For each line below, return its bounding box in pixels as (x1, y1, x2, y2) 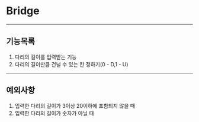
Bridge (6, 4, 40, 18)
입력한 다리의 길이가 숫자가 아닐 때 (14, 110, 94, 117)
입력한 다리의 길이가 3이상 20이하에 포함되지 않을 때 (14, 102, 135, 109)
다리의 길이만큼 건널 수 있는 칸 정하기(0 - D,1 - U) (14, 60, 129, 68)
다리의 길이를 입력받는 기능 (14, 53, 77, 60)
